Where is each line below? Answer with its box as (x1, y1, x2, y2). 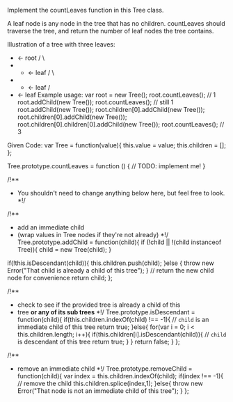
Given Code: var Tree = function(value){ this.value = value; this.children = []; (7, 141, 226, 149)
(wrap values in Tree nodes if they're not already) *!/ (17, 231, 169, 239)
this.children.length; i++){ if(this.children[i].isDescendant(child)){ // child (17, 330, 227, 338)
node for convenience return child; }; (7, 274, 113, 282)
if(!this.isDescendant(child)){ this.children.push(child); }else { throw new (7, 259, 214, 267)
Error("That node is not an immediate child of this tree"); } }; (17, 387, 189, 395)
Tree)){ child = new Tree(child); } (17, 246, 112, 253)
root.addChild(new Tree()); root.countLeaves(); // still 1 (17, 98, 174, 106)
